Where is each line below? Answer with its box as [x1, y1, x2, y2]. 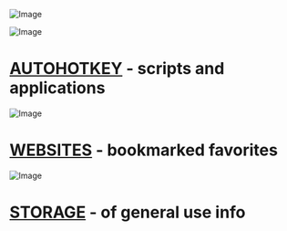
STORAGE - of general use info [9, 202, 246, 223]
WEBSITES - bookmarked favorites [9, 140, 278, 161]
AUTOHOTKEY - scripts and [9, 58, 225, 79]
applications [9, 78, 106, 99]
